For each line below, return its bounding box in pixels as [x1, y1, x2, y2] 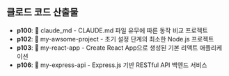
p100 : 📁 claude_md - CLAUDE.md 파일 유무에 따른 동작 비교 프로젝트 [16, 26, 208, 35]
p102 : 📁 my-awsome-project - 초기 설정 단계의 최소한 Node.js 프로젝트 [16, 35, 214, 43]
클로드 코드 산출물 [6, 6, 79, 19]
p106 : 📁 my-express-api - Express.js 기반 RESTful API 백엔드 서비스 [16, 61, 207, 69]
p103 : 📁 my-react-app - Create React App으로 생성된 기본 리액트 [16, 44, 198, 52]
